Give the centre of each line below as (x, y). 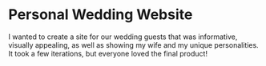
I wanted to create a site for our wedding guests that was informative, (123, 37)
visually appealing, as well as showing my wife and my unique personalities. (133, 45)
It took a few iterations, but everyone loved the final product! (108, 53)
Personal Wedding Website (101, 15)
